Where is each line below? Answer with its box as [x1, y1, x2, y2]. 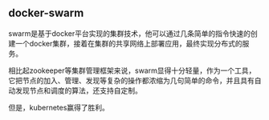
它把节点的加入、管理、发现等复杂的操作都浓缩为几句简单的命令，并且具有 [8, 75, 255, 85]
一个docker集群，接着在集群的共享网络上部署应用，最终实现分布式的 [14, 38, 243, 48]
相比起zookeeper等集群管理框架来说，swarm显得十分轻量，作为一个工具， [8, 66, 256, 75]
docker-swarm [8, 6, 84, 20]
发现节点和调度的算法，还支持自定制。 [14, 86, 142, 95]
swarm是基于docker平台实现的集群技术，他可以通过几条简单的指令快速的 [8, 28, 251, 38]
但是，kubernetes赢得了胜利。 [8, 102, 110, 112]
